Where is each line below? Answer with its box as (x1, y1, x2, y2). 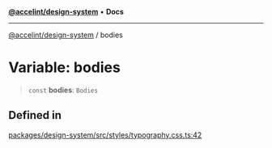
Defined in (8, 108, 62, 122)
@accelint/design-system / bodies (8, 30, 123, 40)
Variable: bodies (8, 58, 121, 77)
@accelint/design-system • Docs (8, 7, 124, 16)
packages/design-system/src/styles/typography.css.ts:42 (8, 129, 202, 140)
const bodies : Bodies (28, 85, 99, 95)
